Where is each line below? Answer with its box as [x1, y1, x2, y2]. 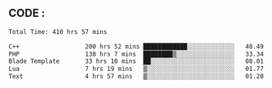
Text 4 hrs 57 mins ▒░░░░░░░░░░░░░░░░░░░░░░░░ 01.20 [8, 73, 265, 81]
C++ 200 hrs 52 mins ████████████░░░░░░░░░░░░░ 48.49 [8, 42, 265, 51]
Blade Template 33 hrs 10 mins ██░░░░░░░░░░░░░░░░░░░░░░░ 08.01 [8, 57, 265, 65]
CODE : [8, 6, 46, 20]
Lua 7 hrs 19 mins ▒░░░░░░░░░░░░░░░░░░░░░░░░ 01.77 [8, 65, 265, 73]
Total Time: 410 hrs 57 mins [8, 27, 107, 36]
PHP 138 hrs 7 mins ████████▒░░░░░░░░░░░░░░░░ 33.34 [8, 50, 265, 58]
